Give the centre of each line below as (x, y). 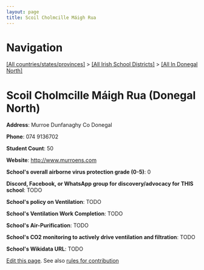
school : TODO (24, 190)
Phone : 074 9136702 (32, 137)
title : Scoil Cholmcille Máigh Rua (51, 18)
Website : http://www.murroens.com (52, 160)
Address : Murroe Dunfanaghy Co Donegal (59, 125)
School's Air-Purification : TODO (48, 226)
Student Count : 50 (30, 149)
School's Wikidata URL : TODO (45, 249)
